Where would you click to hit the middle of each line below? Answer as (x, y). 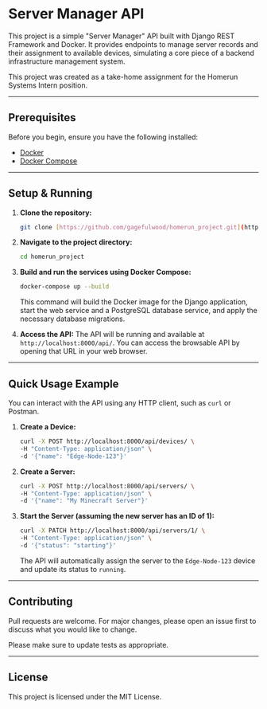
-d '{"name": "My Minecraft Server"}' (84, 501)
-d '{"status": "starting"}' (68, 546)
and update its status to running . (73, 569)
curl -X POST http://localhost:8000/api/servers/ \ (107, 486)
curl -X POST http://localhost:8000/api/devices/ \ (107, 441)
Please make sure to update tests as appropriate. (89, 644)
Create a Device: (48, 427)
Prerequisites (42, 118)
